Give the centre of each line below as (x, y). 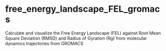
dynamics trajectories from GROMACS (44, 43)
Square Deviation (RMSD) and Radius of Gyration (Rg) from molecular (76, 38)
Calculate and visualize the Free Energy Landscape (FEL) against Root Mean (83, 33)
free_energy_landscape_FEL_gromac (83, 9)
